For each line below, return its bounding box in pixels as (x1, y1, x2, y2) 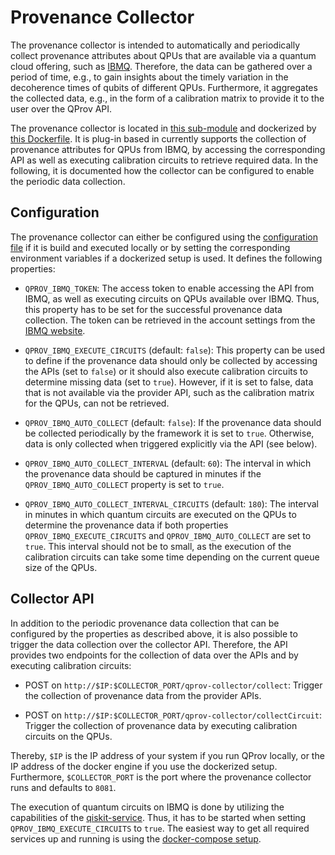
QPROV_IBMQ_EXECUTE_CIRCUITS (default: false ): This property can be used (24, 344, 326, 356)
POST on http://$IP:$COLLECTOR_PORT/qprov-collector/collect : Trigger (24, 679, 323, 691)
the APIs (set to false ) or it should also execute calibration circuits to (24, 365, 308, 377)
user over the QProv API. (10, 102, 113, 115)
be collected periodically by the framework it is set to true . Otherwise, (24, 427, 315, 439)
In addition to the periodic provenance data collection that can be (10, 617, 280, 629)
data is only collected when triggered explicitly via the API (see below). (24, 437, 318, 450)
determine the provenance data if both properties (24, 519, 229, 531)
